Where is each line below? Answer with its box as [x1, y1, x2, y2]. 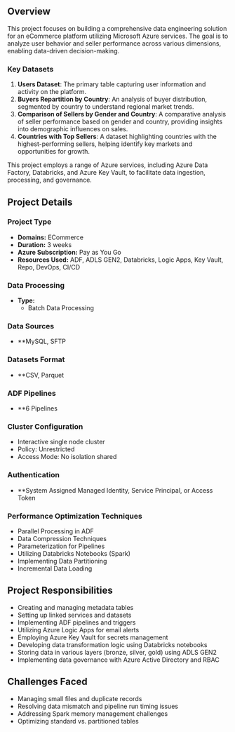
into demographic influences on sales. [17, 125, 128, 133]
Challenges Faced [7, 676, 88, 688]
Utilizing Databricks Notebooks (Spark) [17, 549, 131, 557]
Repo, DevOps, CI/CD [17, 262, 81, 271]
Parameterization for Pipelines [17, 542, 105, 550]
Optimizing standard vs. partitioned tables [17, 717, 139, 725]
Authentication [7, 470, 60, 480]
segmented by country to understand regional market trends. [17, 102, 194, 111]
